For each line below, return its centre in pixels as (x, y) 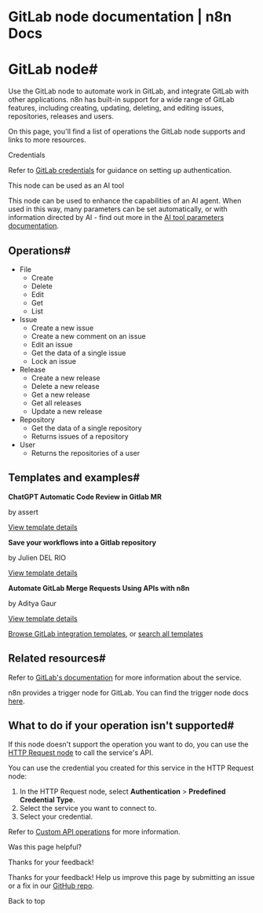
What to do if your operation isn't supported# (121, 726)
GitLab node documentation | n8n (120, 17)
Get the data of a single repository (87, 427)
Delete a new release (65, 386)
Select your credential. (56, 816)
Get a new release (60, 394)
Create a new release (66, 378)
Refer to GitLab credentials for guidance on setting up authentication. (120, 170)
